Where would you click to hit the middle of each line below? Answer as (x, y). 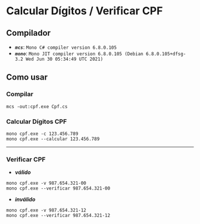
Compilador (29, 33)
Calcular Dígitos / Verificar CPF (85, 11)
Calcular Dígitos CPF (37, 121)
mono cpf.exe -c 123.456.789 (42, 134)
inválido (25, 200)
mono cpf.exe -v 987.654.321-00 (46, 183)
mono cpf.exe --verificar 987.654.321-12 (58, 216)
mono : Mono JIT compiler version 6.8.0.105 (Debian (79, 53)
